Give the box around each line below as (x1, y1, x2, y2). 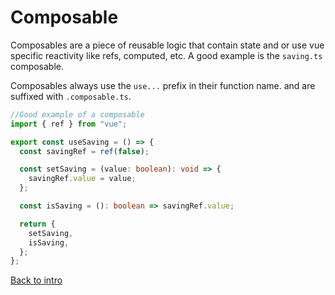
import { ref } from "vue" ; (10, 119, 128, 129)
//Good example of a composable (10, 109, 145, 120)
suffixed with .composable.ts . (10, 90, 132, 102)
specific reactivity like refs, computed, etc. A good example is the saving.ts (10, 49, 323, 61)
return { (19, 219, 56, 229)
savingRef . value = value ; (28, 174, 137, 184)
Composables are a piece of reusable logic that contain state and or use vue (10, 39, 325, 51)
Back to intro (10, 274, 63, 286)
